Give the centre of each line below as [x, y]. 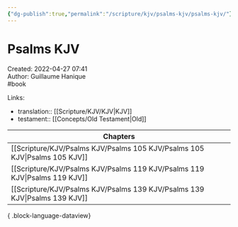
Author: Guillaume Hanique [47, 76]
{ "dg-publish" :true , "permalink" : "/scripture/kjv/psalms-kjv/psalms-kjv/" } [120, 14]
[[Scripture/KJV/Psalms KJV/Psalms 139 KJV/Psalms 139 [108, 189]
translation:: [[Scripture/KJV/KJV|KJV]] [75, 111]
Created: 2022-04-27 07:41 [47, 69]
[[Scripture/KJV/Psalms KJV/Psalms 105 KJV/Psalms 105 [108, 148]
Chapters [119, 136]
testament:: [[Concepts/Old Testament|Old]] [82, 118]
